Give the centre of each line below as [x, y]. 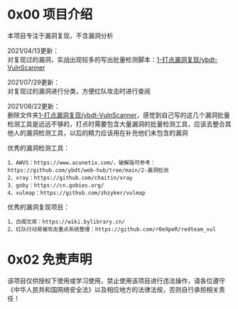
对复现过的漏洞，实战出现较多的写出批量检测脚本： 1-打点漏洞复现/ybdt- [113, 59]
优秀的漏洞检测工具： [38, 148]
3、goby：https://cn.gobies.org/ [56, 185]
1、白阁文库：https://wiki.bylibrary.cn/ [66, 222]
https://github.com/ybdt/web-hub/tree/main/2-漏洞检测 [88, 170]
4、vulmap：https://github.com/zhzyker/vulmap [76, 193]
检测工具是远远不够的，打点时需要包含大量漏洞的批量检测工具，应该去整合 [116, 124]
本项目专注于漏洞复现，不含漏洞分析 [60, 36]
